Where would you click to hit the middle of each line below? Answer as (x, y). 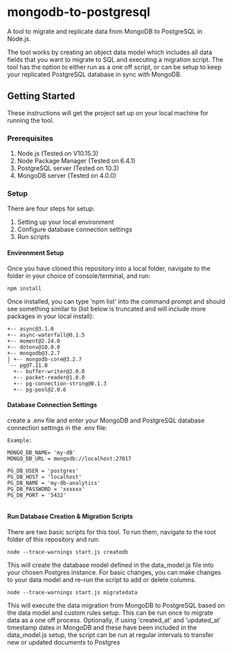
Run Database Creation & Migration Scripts (70, 516)
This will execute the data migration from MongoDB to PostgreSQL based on (116, 605)
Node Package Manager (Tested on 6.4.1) (76, 161)
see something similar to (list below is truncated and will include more (107, 308)
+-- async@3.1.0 (30, 329)
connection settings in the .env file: (57, 427)
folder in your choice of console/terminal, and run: (79, 276)
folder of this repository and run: (54, 539)
